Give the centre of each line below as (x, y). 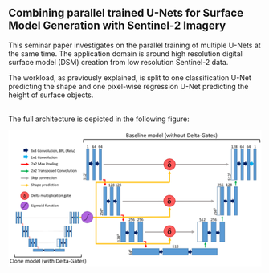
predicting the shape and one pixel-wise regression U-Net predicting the (128, 86)
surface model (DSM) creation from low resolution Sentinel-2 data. (118, 62)
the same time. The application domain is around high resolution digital (126, 53)
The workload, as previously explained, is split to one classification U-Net (130, 77)
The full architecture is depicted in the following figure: (99, 119)
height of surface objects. (51, 95)
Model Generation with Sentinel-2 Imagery (117, 26)
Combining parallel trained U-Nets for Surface (126, 13)
